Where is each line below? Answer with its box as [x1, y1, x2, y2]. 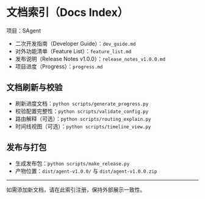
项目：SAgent [6, 27, 41, 34]
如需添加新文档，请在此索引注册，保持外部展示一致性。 [6, 186, 145, 193]
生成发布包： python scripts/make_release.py [15, 159, 130, 167]
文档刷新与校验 [6, 82, 63, 93]
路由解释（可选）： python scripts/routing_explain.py [15, 115, 151, 122]
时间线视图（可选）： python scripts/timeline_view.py [15, 123, 151, 130]
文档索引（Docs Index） [6, 5, 129, 20]
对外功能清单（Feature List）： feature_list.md [15, 47, 132, 55]
